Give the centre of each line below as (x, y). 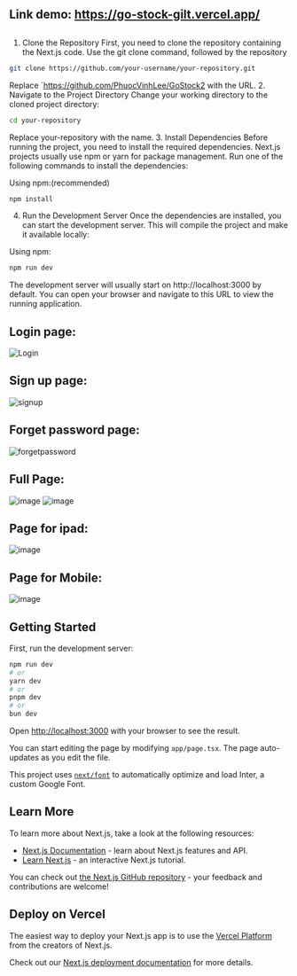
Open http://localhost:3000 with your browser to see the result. (125, 731)
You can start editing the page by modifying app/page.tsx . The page (134, 748)
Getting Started (53, 627)
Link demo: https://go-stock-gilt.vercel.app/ (135, 15)
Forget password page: (74, 430)
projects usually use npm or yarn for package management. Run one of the (146, 156)
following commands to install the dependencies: (99, 165)
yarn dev (25, 681)
